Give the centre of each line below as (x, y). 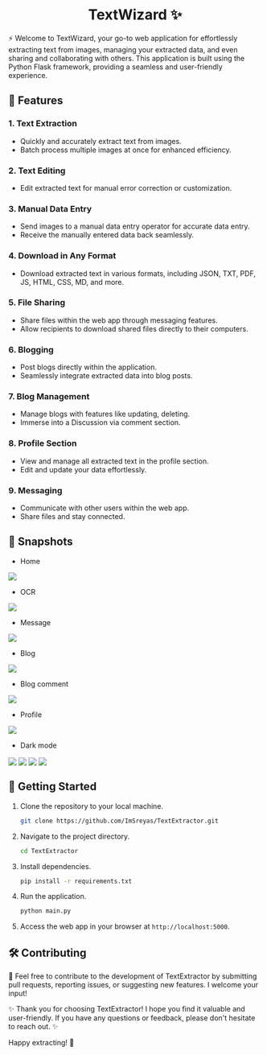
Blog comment (44, 684)
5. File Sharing (37, 303)
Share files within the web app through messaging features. (119, 320)
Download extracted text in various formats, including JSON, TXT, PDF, (138, 273)
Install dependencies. (55, 866)
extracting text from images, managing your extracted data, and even (123, 49)
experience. (28, 75)
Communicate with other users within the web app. (105, 508)
